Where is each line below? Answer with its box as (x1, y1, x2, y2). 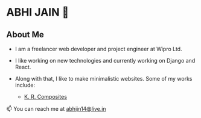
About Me (6, 29, 44, 40)
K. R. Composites (24, 93, 68, 100)
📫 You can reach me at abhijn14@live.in (6, 105, 107, 112)
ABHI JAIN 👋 (6, 5, 69, 19)
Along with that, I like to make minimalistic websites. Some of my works (14, 75, 193, 82)
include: (14, 81, 35, 88)
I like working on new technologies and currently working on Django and (14, 57, 196, 64)
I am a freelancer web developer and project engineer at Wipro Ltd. (14, 45, 182, 52)
